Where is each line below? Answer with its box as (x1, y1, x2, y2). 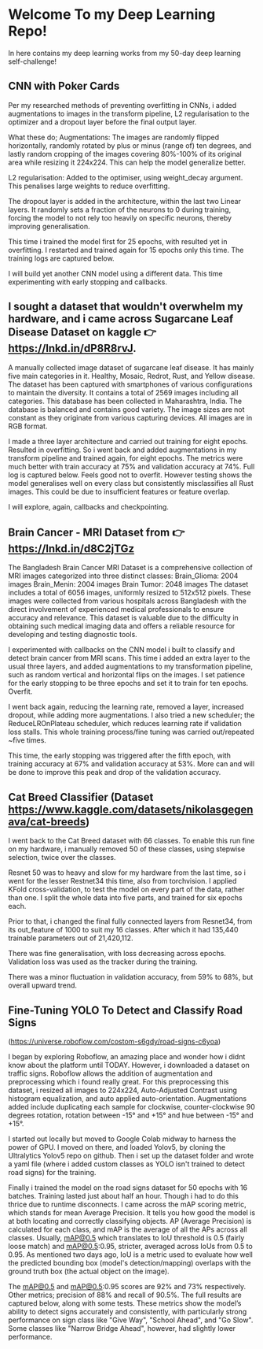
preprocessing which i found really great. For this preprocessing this (8, 1077, 229, 1086)
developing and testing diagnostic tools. (8, 630, 137, 639)
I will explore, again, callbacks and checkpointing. (8, 502, 169, 511)
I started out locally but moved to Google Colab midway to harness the (8, 1134, 237, 1143)
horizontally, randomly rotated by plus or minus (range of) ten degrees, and (8, 140, 252, 150)
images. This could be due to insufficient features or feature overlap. (8, 487, 230, 496)
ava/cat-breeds (8, 815, 86, 828)
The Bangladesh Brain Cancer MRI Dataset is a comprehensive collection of (8, 563, 254, 573)
